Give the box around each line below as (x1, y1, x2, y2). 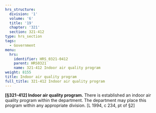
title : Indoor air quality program (5, 74, 77, 79)
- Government (9, 43, 36, 48)
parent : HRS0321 (14, 61, 47, 66)
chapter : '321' (9, 25, 40, 30)
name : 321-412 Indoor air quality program (14, 66, 101, 71)
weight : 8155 (5, 70, 31, 75)
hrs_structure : (5, 7, 36, 12)
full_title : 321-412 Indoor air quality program (5, 79, 105, 84)
